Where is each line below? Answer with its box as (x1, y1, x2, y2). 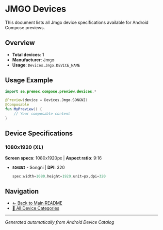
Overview (5, 39, 35, 47)
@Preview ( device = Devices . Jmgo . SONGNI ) (5, 98, 88, 103)
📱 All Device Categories (12, 205, 60, 211)
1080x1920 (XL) (5, 144, 44, 151)
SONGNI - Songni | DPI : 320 (12, 164, 65, 170)
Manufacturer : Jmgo (12, 57, 55, 63)
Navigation (5, 187, 39, 195)
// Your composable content (14, 111, 70, 116)
